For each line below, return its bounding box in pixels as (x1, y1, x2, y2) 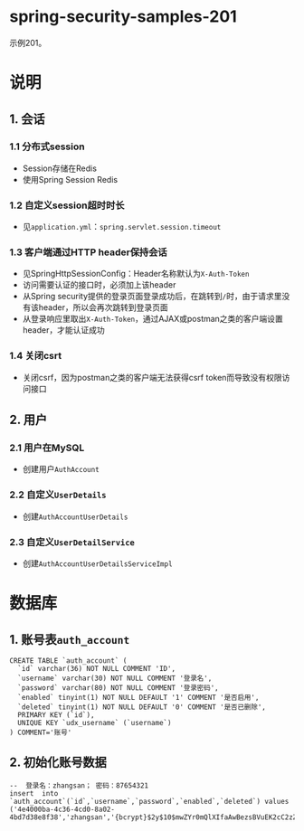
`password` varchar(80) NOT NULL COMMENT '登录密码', (17, 683, 219, 693)
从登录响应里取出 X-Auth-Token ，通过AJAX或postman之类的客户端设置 (22, 314, 283, 325)
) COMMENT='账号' (9, 728, 72, 737)
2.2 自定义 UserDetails (9, 488, 107, 501)
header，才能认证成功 (22, 325, 106, 335)
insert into (9, 789, 59, 798)
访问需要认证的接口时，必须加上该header (22, 279, 176, 290)
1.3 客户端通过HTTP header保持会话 (9, 246, 167, 259)
